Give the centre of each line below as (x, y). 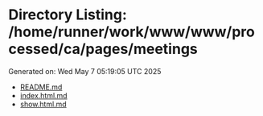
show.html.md (43, 104)
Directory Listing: (68, 15)
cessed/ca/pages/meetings (103, 49)
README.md (41, 87)
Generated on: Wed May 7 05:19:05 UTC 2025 (85, 71)
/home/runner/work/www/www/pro (131, 32)
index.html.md (43, 95)
